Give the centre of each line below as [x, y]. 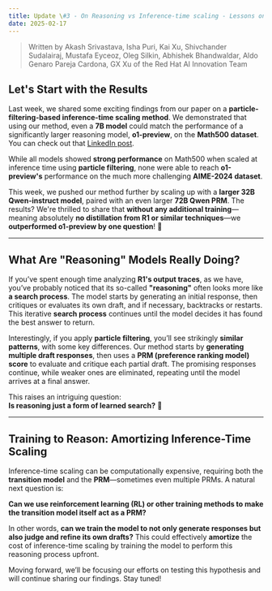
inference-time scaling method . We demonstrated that [154, 118]
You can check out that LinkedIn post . [72, 144]
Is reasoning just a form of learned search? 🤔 [85, 406]
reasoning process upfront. [54, 554]
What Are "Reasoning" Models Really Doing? [124, 259]
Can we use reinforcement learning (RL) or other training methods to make [136, 503]
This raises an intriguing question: [65, 397]
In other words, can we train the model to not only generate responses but [135, 528]
